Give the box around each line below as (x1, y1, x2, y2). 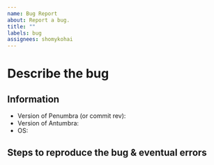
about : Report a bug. (7, 17, 70, 24)
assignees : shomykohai (7, 36, 73, 43)
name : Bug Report (7, 10, 58, 17)
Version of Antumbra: (17, 119, 79, 128)
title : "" (7, 23, 36, 30)
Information (7, 93, 60, 105)
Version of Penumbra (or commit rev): (17, 112, 126, 120)
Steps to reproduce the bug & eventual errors (7, 146, 207, 158)
